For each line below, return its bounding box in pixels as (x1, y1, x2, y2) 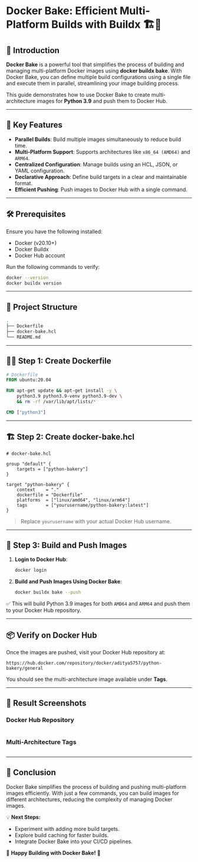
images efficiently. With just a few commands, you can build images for (6, 789, 180, 797)
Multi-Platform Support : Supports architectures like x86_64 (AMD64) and (14, 148, 190, 155)
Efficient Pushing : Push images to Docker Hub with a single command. (14, 186, 187, 193)
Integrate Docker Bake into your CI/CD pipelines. (14, 838, 133, 845)
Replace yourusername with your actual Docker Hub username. (20, 517, 171, 525)
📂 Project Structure (6, 302, 78, 312)
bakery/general (6, 665, 44, 671)
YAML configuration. (14, 167, 65, 174)
